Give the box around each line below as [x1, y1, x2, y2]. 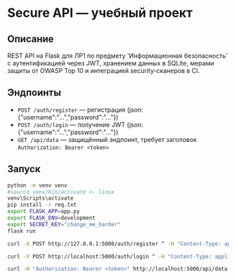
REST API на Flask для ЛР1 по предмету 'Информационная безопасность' [7, 51, 228, 60]
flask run [7, 227, 37, 235]
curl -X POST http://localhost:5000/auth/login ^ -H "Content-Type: [7, 253, 212, 260]
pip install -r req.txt [7, 202, 77, 209]
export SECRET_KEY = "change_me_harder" [7, 221, 121, 228]
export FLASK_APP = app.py [7, 208, 80, 215]
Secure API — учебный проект [7, 5, 193, 21]
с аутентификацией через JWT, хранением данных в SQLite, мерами [7, 59, 214, 67]
